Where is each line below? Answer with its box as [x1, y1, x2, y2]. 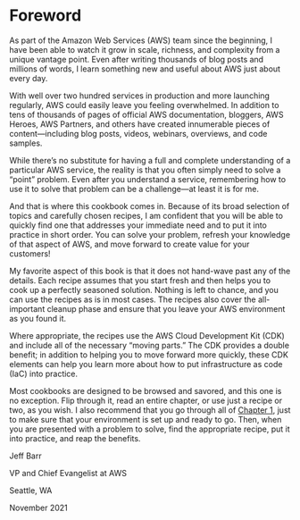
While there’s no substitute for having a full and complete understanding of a [9, 155, 291, 165]
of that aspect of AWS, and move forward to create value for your [9, 239, 250, 249]
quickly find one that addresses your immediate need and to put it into [9, 220, 268, 231]
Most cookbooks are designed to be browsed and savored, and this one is [9, 385, 282, 396]
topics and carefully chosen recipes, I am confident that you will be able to [9, 210, 284, 221]
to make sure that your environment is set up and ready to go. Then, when [9, 414, 282, 424]
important [9, 303, 46, 314]
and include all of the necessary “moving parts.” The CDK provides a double [9, 340, 290, 350]
